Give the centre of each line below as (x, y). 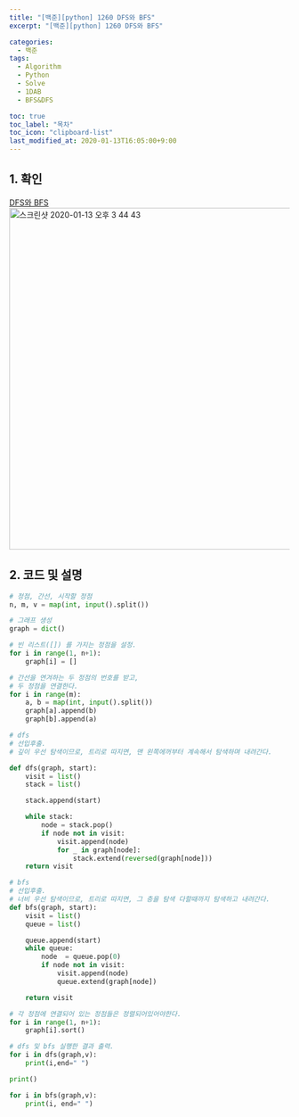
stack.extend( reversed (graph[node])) (143, 858)
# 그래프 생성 (31, 621)
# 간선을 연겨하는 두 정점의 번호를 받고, (74, 678)
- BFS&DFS (35, 100)
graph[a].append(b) (61, 711)
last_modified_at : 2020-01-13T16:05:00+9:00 (93, 141)
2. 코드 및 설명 (46, 575)
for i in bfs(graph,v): (53, 1095)
